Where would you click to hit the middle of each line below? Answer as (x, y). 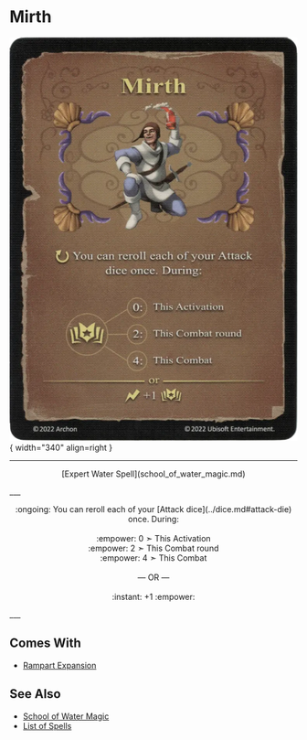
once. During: (153, 519)
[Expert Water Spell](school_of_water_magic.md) (153, 474)
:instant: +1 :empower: (153, 596)
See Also (35, 694)
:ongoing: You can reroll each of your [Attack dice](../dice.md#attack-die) (153, 509)
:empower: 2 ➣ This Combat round (153, 548)
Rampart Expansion (59, 665)
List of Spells (47, 725)
